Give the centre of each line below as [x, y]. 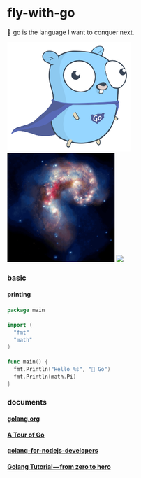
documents [27, 402]
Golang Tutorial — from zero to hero [59, 466]
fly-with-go [41, 13]
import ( [20, 325]
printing [19, 295]
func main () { [28, 362]
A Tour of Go [26, 435]
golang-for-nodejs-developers [53, 451]
